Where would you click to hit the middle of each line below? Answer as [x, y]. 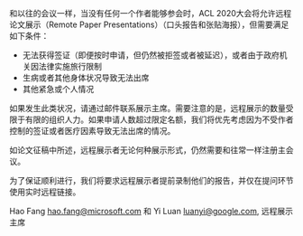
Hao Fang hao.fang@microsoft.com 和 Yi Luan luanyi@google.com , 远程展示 [151, 211]
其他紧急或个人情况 [58, 89]
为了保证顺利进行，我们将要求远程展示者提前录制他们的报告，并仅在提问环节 [151, 180]
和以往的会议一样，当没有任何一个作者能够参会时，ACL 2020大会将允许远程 [150, 13]
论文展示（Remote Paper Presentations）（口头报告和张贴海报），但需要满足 [149, 24]
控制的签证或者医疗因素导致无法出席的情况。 [92, 131]
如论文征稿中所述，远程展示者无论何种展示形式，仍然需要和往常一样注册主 [147, 150]
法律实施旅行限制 [70, 66]
